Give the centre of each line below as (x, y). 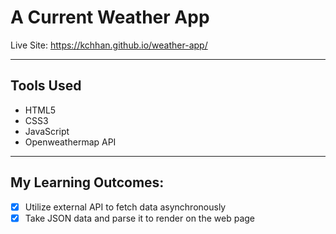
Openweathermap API (70, 142)
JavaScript (47, 131)
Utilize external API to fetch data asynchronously (125, 207)
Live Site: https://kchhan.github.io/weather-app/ (109, 45)
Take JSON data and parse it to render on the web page (139, 218)
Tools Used (46, 86)
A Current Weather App (110, 17)
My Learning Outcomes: (87, 182)
